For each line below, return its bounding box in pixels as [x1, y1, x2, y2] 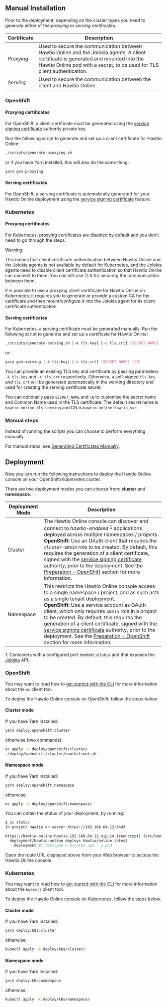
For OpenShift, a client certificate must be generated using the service [5, 120, 150, 126]
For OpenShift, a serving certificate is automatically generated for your [5, 190, 150, 196]
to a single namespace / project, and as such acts [44, 589, 160, 596]
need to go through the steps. [5, 237, 66, 243]
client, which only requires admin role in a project [44, 608, 157, 615]
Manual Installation [5, 4, 66, 12]
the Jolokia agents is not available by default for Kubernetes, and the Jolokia [5, 262, 162, 268]
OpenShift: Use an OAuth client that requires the [44, 537, 157, 544]
